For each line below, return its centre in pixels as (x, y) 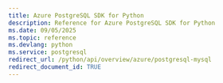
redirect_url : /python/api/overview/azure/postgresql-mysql (110, 60)
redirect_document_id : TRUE (55, 67)
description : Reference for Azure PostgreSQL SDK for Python (112, 23)
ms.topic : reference (43, 38)
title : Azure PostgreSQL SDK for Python (76, 15)
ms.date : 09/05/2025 (43, 30)
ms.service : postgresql (48, 52)
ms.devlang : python (41, 45)
